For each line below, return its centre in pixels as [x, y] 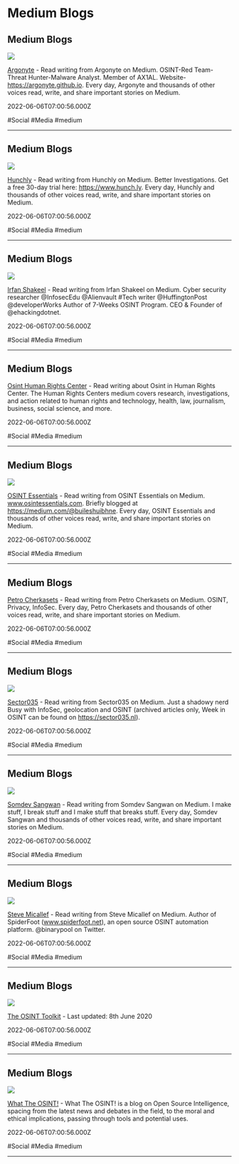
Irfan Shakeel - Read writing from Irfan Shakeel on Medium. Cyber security [117, 289]
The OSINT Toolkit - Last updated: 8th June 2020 [80, 1017]
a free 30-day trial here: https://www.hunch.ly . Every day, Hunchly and [111, 187]
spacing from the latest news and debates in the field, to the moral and [111, 1111]
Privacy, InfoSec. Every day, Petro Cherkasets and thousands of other [110, 607]
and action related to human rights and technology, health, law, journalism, [117, 401]
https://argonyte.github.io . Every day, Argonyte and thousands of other [111, 85]
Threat [17, 77]
